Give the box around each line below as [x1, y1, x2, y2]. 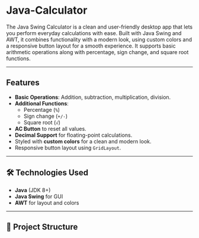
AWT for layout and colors [14, 199, 79, 206]
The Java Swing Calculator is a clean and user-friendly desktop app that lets [6, 23, 193, 30]
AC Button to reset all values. [14, 125, 87, 132]
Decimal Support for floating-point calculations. [14, 131, 133, 139]
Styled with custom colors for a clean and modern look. [14, 137, 152, 145]
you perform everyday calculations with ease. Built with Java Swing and [6, 29, 182, 36]
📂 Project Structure [6, 221, 78, 232]
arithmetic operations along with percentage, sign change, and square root [6, 48, 189, 55]
